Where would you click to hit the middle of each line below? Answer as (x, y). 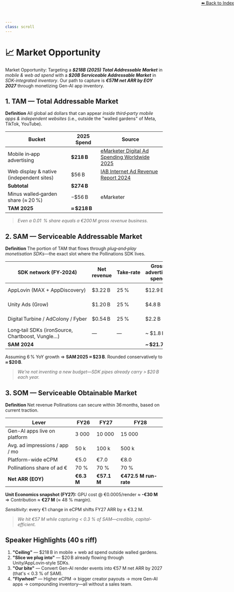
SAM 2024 (21, 345)
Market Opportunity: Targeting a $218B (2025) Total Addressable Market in (84, 69)
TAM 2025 (20, 208)
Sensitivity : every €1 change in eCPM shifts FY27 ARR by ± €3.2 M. (74, 509)
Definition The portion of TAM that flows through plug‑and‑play (71, 249)
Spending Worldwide (125, 157)
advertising (21, 160)
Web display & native (32, 171)
